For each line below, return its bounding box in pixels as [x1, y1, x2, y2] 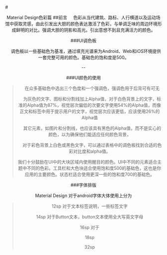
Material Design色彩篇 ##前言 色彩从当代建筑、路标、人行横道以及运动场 [6, 14, 161, 20]
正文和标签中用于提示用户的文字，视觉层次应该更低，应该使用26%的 [19, 108, 160, 114]
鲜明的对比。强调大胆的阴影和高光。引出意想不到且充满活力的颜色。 [15, 27, 156, 33]
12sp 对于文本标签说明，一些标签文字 [51, 203, 128, 209]
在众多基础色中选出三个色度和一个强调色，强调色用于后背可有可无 [24, 85, 160, 91]
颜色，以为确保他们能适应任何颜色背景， [48, 132, 131, 137]
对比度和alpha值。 [73, 148, 111, 154]
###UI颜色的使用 [66, 75, 101, 80]
